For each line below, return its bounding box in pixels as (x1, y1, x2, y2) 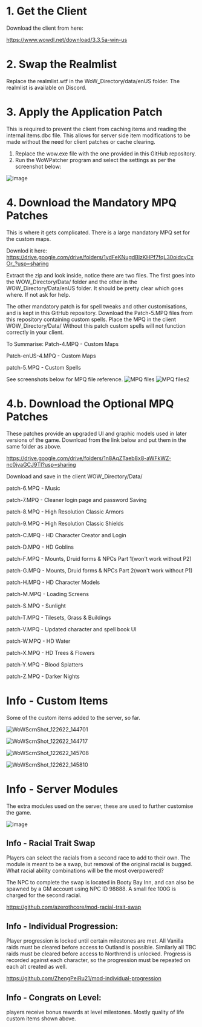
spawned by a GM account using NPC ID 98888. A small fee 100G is (6, 885, 177, 893)
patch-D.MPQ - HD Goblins (6, 543, 74, 551)
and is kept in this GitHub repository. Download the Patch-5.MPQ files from (6, 309, 193, 316)
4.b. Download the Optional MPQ (6, 396, 174, 410)
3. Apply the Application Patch (6, 105, 163, 119)
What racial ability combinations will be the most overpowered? (6, 867, 165, 875)
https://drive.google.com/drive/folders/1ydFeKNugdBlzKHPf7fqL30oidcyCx (6, 253, 194, 260)
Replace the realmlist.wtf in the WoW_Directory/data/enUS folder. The (6, 77, 180, 84)
